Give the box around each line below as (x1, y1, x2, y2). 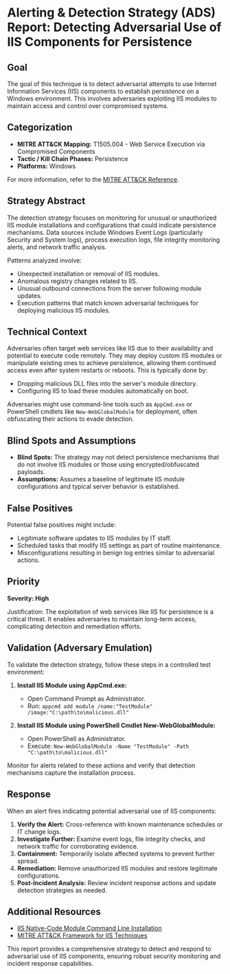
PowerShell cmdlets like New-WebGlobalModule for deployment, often (7, 408, 198, 416)
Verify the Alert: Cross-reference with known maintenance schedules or (16, 820, 223, 828)
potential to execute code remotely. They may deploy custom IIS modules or (7, 351, 222, 360)
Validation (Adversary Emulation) (7, 642, 153, 654)
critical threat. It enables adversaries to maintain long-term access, (7, 614, 197, 623)
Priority (7, 576, 40, 588)
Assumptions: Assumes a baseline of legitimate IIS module (16, 475, 185, 484)
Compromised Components (16, 147, 95, 156)
